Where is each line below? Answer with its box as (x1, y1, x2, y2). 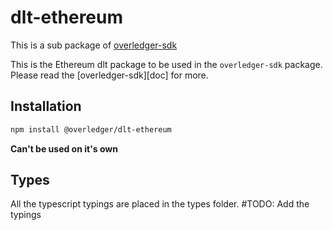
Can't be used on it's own (10, 142, 118, 155)
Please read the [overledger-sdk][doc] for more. (10, 69, 209, 81)
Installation (10, 98, 82, 115)
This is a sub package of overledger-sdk (10, 39, 178, 51)
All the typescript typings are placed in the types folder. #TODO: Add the (10, 198, 310, 210)
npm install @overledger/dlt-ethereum (10, 124, 172, 135)
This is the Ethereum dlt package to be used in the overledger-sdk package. (10, 58, 323, 70)
